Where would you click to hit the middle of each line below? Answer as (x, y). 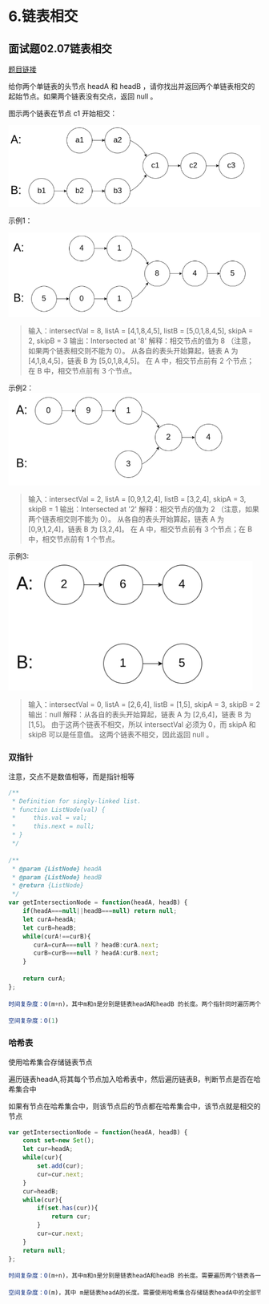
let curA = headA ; (50, 919)
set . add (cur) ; (60, 1166)
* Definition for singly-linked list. (76, 801)
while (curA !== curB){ (57, 936)
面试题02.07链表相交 (60, 48)
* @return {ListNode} (48, 886)
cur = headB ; (41, 1191)
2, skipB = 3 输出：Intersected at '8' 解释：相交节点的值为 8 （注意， (141, 341)
